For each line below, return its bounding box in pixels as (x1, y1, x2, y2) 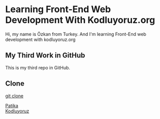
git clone (5, 93, 24, 99)
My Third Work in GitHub (5, 51, 85, 60)
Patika (5, 102, 19, 108)
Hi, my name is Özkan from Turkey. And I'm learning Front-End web (5, 31, 146, 37)
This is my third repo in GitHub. (5, 64, 70, 70)
